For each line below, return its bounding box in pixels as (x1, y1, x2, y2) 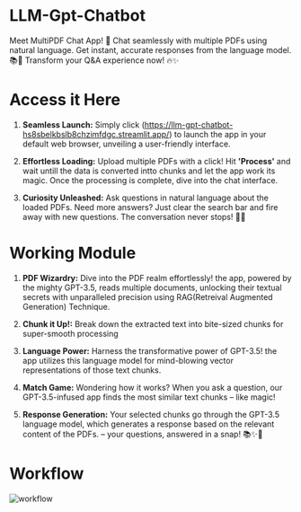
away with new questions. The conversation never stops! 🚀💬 (22, 211, 246, 222)
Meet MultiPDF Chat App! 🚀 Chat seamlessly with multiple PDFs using (9, 35, 268, 46)
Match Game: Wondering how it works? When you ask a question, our (22, 382, 283, 393)
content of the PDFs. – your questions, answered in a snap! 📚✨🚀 (22, 428, 263, 439)
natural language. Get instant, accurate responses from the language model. (9, 44, 292, 55)
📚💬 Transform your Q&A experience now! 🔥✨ (9, 55, 180, 66)
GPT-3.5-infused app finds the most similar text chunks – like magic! (22, 392, 276, 402)
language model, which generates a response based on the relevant (22, 419, 275, 429)
